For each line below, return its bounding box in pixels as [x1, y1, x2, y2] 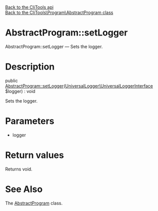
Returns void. [5, 166, 32, 172]
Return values [5, 149, 64, 160]
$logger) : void [5, 88, 36, 94]
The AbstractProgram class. [5, 200, 63, 206]
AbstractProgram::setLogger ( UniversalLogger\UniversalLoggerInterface [5, 82, 153, 89]
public [5, 77, 18, 83]
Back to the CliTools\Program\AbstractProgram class [5, 9, 114, 15]
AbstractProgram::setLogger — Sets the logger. [5, 43, 103, 49]
